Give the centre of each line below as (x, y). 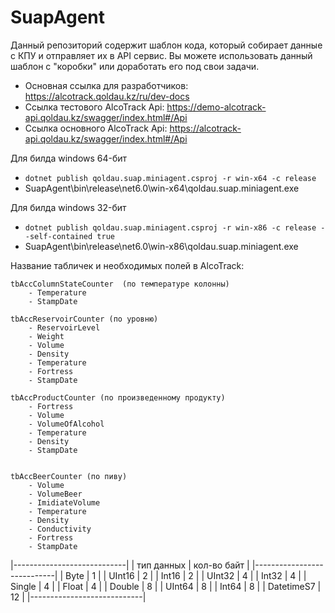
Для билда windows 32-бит (68, 207)
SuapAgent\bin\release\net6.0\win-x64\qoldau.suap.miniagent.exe (162, 188)
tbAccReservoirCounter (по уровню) (84, 319)
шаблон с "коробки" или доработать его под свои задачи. (135, 66)
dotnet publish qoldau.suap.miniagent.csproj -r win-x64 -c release (170, 178)
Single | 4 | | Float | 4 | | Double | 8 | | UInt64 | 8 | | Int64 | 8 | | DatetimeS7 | (166, 586)
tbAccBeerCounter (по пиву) (69, 476)
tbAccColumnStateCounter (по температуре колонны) (120, 284)
